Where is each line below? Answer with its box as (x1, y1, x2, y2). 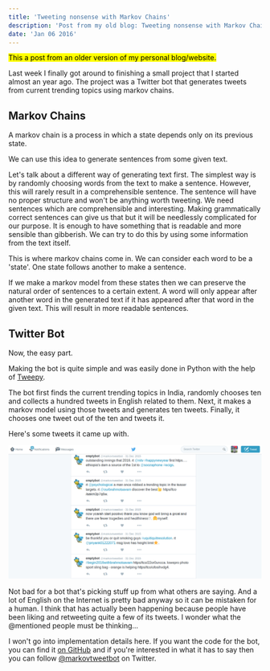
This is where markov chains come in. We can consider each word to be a (8, 254, 253, 264)
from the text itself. (8, 238, 71, 248)
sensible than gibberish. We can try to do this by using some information (8, 230, 249, 239)
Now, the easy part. (8, 348, 74, 358)
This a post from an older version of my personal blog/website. (8, 53, 217, 63)
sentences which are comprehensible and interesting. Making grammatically (8, 204, 261, 214)
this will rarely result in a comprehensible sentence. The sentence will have (8, 187, 257, 197)
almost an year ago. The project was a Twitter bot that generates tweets (8, 77, 247, 87)
